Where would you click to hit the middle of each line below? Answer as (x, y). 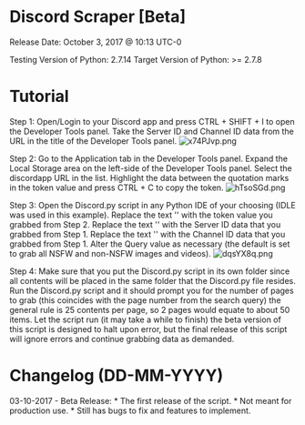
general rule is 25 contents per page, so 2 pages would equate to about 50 (150, 309)
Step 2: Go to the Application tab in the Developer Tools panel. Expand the (149, 158)
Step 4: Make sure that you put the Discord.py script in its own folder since (150, 271)
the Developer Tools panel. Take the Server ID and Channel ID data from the (152, 131)
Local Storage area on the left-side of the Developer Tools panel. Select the (151, 168)
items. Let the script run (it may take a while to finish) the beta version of (146, 319)
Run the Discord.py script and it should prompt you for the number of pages (152, 290)
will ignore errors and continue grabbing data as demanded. (122, 339)
